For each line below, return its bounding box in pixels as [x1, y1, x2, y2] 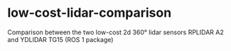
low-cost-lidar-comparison [7, 5, 172, 21]
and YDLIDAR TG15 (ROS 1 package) [7, 35, 114, 43]
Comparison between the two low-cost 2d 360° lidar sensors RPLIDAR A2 [7, 28, 224, 36]
